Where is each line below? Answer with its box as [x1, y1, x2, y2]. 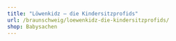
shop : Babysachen [7, 23, 58, 30]
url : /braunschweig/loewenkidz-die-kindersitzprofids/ [7, 17, 170, 24]
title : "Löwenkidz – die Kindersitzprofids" [7, 10, 138, 17]
